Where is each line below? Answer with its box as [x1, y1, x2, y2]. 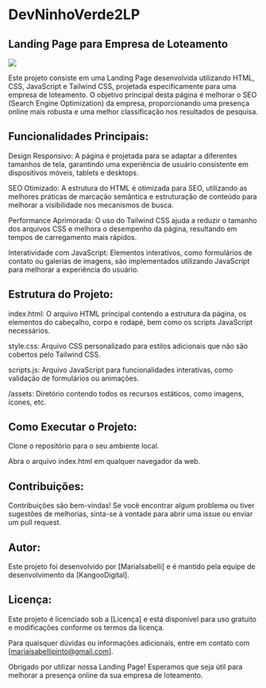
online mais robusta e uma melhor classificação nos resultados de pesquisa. [8, 107, 258, 116]
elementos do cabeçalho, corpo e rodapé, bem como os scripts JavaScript [8, 317, 253, 327]
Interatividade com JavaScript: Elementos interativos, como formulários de [8, 248, 253, 257]
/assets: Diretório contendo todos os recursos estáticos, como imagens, [8, 388, 245, 398]
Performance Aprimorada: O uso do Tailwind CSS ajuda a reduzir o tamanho [8, 215, 257, 225]
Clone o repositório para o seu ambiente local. [8, 441, 160, 450]
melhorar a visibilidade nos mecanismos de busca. [8, 200, 174, 210]
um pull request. [8, 518, 62, 528]
